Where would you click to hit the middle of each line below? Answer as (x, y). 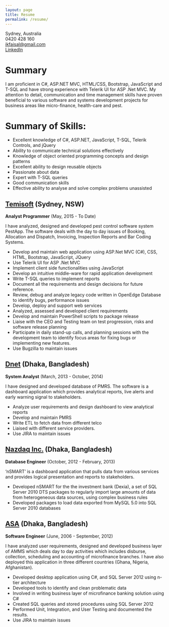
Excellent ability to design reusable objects (57, 167)
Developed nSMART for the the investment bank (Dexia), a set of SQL (85, 486)
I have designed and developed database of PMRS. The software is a (77, 386)
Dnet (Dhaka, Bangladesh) (47, 364)
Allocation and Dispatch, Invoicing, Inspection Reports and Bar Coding (78, 237)
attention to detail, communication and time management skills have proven (84, 95)
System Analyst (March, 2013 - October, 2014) (54, 376)
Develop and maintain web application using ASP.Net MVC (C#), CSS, (85, 252)
